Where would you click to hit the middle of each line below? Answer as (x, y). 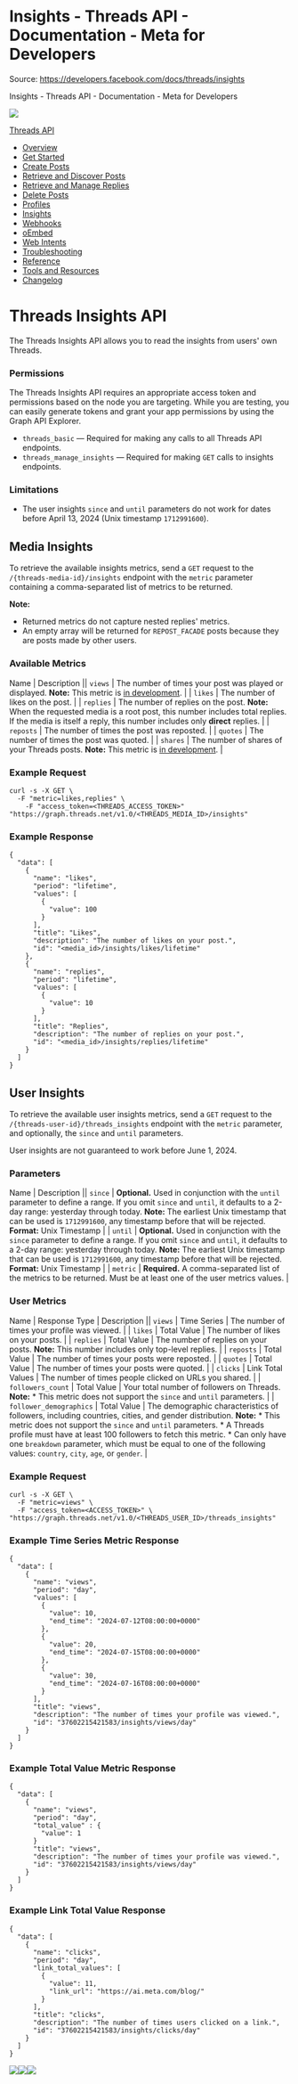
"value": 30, (73, 1676)
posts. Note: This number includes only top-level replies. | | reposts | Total (145, 1349)
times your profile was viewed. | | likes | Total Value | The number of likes (145, 1330)
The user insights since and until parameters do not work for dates (146, 509)
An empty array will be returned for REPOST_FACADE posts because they (150, 631)
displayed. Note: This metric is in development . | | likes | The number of (142, 692)
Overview (40, 147)
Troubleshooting (52, 251)
